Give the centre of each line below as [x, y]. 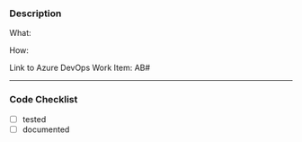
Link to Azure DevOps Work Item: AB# [80, 68]
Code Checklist [44, 100]
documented [46, 129]
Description [36, 13]
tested [34, 119]
